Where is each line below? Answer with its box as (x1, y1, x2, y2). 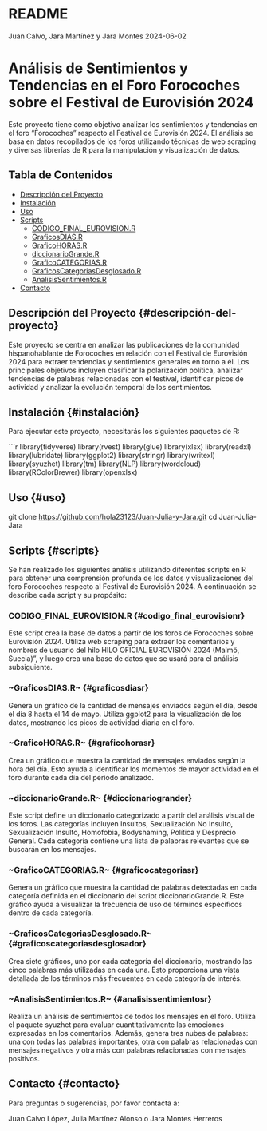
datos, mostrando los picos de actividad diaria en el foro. (8, 717, 195, 727)
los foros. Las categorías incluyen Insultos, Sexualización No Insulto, (8, 819, 234, 829)
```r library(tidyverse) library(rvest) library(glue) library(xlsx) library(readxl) (8, 442, 252, 452)
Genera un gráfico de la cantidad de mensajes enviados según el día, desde (8, 700, 258, 710)
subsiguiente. (8, 663, 53, 672)
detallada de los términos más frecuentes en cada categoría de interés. (8, 973, 242, 983)
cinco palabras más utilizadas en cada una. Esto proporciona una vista (8, 965, 240, 974)
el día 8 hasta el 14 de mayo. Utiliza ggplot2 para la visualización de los (8, 709, 241, 719)
